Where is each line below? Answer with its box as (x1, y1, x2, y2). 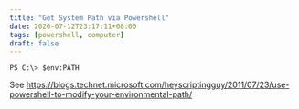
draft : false (9, 38, 59, 48)
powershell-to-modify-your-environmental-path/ (9, 89, 193, 100)
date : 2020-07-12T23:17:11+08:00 (9, 22, 137, 31)
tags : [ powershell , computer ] (9, 30, 125, 39)
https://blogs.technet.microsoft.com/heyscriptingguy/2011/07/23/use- (26, 79, 290, 91)
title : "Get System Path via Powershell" (9, 13, 170, 23)
